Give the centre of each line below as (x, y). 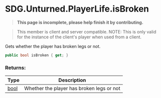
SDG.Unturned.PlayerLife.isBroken (77, 9)
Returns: (16, 67)
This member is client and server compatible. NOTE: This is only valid (87, 32)
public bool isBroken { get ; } (37, 55)
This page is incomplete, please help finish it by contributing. (80, 22)
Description (72, 80)
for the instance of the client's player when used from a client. (79, 37)
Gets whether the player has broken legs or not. (53, 46)
